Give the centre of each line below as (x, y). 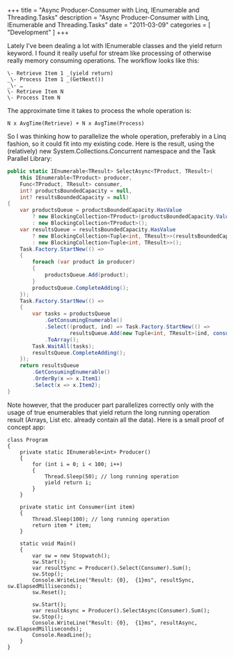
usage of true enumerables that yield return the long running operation (109, 412)
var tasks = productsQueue (71, 314)
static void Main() (48, 543)
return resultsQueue (49, 366)
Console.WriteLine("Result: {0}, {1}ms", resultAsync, (115, 623)
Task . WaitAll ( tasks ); (64, 346)
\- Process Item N (34, 98)
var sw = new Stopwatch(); (71, 556)
